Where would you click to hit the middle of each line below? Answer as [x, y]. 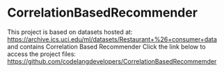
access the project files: [42, 54]
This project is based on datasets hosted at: [70, 32]
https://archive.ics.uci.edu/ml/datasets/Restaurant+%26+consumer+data [112, 39]
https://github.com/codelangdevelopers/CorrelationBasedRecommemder [112, 61]
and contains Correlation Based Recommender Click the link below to [107, 46]
